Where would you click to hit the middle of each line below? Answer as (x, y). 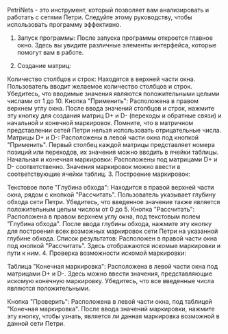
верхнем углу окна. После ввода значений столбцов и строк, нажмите (111, 108)
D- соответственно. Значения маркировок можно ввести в (94, 167)
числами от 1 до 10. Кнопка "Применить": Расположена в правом (103, 101)
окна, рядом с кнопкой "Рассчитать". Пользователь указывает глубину (112, 194)
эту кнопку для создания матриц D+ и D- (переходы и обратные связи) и (114, 115)
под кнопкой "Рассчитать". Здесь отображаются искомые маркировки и (114, 246)
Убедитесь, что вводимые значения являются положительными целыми (114, 93)
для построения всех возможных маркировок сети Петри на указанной (113, 231)
